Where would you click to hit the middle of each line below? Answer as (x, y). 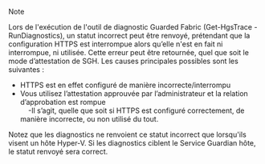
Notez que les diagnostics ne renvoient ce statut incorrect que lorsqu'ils (127, 134)
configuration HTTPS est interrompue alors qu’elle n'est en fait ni (116, 44)
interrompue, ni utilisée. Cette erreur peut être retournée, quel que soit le (128, 52)
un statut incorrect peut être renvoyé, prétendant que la (158, 36)
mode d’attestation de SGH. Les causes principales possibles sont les (123, 61)
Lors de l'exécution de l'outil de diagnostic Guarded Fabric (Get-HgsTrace (130, 27)
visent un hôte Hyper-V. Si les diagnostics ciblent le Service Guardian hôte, (132, 143)
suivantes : (26, 70)
